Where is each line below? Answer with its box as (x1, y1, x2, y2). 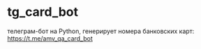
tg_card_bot (7, 4, 79, 20)
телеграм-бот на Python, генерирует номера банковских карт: (7, 27, 195, 35)
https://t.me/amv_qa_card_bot (7, 34, 93, 42)
